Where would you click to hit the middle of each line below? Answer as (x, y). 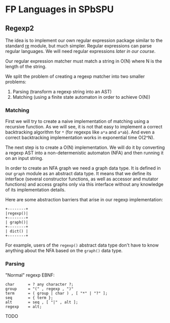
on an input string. (24, 158)
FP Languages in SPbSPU (60, 9)
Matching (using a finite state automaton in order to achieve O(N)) (81, 97)
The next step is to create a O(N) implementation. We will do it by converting (85, 147)
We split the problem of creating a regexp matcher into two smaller (75, 76)
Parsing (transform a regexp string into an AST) (62, 92)
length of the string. (26, 66)
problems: (16, 82)
